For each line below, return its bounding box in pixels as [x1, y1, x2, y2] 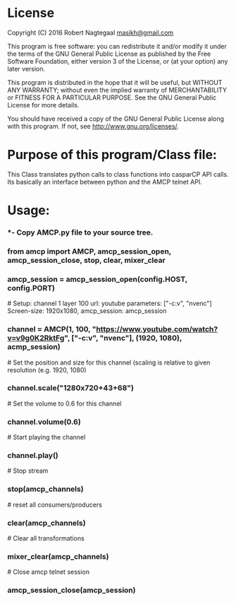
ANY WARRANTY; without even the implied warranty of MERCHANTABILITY [7, 85, 228, 94]
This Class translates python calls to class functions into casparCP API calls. [7, 170, 229, 178]
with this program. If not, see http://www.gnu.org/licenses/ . [7, 122, 180, 130]
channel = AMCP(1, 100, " [7, 324, 97, 334]
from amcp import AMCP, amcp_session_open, [7, 246, 171, 256]
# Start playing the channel [7, 433, 86, 442]
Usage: [7, 203, 51, 218]
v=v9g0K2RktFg [7, 334, 65, 343]
